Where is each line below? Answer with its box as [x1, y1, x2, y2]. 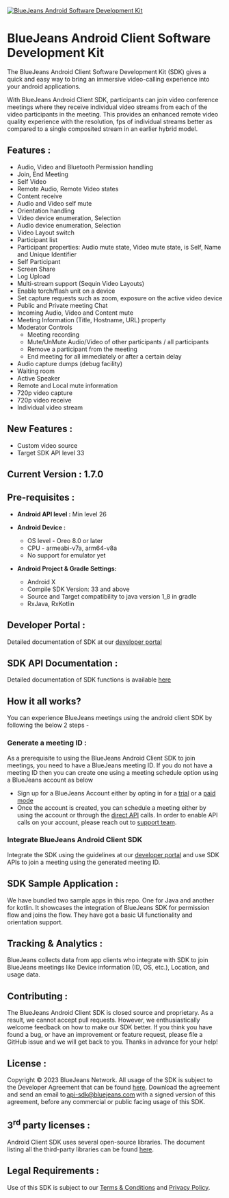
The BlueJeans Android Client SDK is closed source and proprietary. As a [7, 1009, 214, 1017]
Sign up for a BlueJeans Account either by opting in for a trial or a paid [16, 789, 216, 797]
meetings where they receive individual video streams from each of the [7, 103, 208, 111]
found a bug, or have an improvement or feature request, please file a [7, 1031, 203, 1039]
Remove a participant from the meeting [27, 345, 138, 353]
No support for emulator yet [27, 551, 106, 559]
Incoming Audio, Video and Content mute [16, 309, 134, 317]
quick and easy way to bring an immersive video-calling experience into [7, 75, 210, 83]
